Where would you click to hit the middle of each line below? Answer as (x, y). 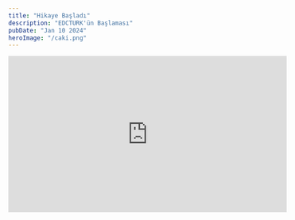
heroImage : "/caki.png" (48, 38)
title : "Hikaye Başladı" (49, 15)
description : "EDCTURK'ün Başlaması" (71, 23)
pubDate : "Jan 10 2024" (48, 30)
